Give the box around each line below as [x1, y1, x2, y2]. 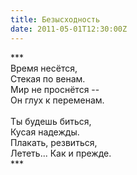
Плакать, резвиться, [10, 136, 98, 148]
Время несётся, [10, 62, 78, 74]
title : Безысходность [10, 14, 101, 25]
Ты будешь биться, [10, 115, 92, 127]
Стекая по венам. [10, 72, 86, 85]
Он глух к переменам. [10, 94, 105, 106]
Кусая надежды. [10, 126, 80, 138]
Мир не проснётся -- [10, 83, 100, 95]
